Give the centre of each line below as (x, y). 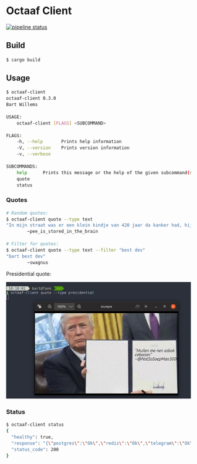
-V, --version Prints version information (73, 148)
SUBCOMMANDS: (22, 166)
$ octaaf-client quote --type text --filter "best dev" (76, 250)
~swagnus (38, 262)
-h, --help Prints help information (69, 142)
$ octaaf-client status (35, 425)
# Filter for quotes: (33, 244)
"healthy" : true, (33, 437)
